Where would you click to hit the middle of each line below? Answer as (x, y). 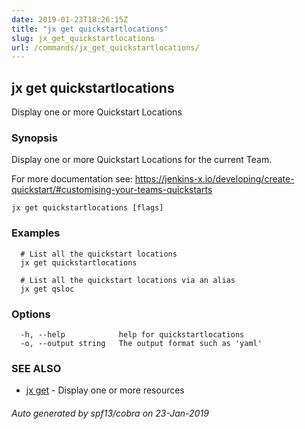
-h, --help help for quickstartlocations (132, 334)
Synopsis (34, 138)
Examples (36, 233)
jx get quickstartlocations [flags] (87, 208)
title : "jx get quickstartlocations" (90, 29)
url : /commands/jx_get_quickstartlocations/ (105, 47)
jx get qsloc (47, 289)
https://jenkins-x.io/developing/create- (214, 179)
